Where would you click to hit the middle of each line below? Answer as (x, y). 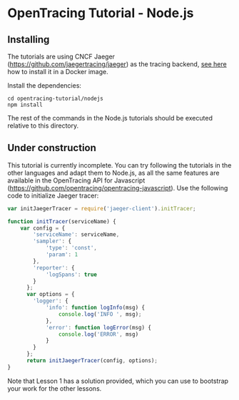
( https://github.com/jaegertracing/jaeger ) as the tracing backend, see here (117, 64)
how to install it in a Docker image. (58, 72)
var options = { (50, 294)
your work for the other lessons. (55, 388)
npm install (25, 105)
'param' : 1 (62, 255)
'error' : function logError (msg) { (98, 327)
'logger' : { (51, 301)
